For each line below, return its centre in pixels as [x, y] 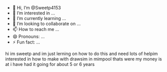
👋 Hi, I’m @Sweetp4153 [37, 8]
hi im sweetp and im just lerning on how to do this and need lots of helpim [82, 53]
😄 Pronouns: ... [29, 36]
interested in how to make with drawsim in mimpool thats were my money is [84, 59]
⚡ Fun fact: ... [26, 42]
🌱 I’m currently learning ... [39, 18]
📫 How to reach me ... [36, 29]
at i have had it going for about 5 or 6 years [50, 64]
